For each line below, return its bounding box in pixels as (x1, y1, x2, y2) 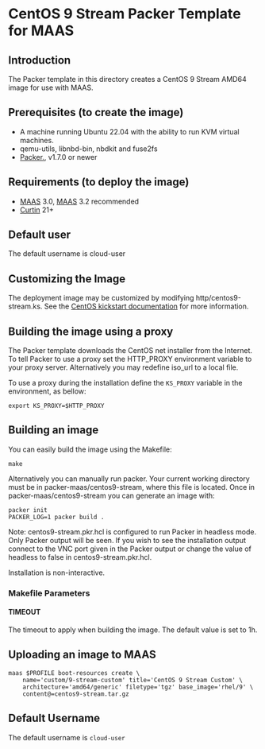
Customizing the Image (8, 272, 125, 285)
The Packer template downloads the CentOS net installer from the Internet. (8, 346, 252, 355)
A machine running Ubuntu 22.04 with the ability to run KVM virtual (19, 126, 240, 136)
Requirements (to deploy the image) (8, 176, 190, 189)
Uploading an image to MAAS (8, 648, 156, 662)
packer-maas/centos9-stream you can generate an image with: (8, 491, 216, 500)
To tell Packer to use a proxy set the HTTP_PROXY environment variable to (8, 355, 252, 364)
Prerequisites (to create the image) (8, 106, 184, 119)
